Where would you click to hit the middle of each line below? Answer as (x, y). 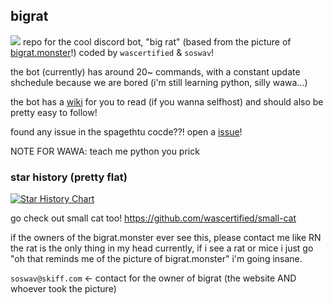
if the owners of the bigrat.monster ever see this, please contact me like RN (166, 238)
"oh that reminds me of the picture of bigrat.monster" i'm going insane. (156, 259)
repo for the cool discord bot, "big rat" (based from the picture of (157, 41)
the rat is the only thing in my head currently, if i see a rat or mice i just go (162, 248)
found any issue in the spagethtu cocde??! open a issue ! (126, 131)
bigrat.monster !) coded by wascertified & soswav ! (112, 52)
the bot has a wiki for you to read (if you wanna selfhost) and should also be (167, 101)
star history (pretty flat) (69, 177)
